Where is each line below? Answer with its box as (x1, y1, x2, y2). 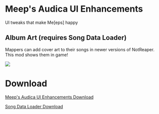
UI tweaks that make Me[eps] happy (5, 19, 78, 25)
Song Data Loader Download (5, 103, 64, 109)
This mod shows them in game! (5, 52, 68, 57)
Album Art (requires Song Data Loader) (5, 34, 127, 42)
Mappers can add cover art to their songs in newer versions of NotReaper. (5, 46, 155, 52)
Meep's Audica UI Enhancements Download (5, 94, 94, 100)
